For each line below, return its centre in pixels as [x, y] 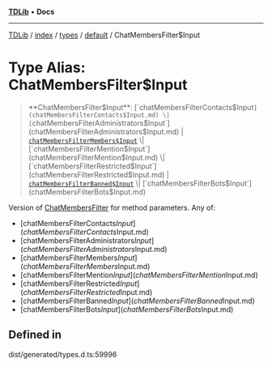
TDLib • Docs [32, 12]
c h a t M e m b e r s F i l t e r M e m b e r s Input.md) [87, 266]
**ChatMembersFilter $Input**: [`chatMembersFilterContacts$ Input [141, 107]
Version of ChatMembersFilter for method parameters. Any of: [112, 207]
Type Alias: [47, 68]
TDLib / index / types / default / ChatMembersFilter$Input [104, 35]
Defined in [35, 335]
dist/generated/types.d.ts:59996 [63, 354]
